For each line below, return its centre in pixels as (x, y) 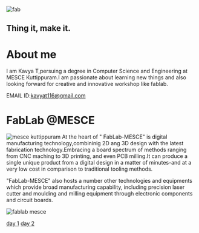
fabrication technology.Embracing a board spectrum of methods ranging (96, 150)
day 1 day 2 (21, 223)
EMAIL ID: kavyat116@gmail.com (46, 96)
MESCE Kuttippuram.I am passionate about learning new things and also (96, 77)
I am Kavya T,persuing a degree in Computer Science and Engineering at (97, 71)
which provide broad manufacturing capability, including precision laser (96, 187)
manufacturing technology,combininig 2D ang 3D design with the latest (95, 143)
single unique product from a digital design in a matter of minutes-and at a (99, 163)
